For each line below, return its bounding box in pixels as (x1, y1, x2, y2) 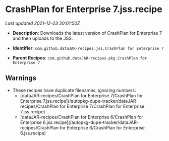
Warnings (5, 74, 37, 83)
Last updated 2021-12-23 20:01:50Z (5, 20, 80, 26)
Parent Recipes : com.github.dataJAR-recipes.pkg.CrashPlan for (12, 54, 147, 61)
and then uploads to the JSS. (12, 35, 73, 41)
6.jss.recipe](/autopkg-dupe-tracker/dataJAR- (42, 119, 139, 125)
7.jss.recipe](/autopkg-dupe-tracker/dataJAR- (42, 98, 138, 104)
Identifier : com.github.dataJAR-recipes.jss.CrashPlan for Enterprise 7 (12, 45, 164, 51)
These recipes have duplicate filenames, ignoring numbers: (12, 87, 136, 93)
